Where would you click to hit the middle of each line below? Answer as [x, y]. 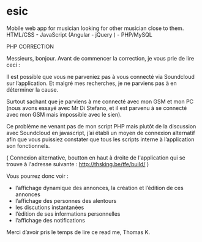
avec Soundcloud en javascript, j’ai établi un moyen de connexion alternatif [101, 133]
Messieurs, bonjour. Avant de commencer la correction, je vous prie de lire [100, 58]
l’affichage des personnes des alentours [66, 200]
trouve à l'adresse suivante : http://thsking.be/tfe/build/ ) [78, 164]
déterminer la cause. [32, 89]
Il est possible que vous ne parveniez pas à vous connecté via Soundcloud [100, 76]
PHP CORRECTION [30, 46]
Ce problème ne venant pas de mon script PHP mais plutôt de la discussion [101, 126]
